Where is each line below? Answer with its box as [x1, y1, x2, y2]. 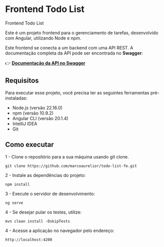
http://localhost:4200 [5, 237, 52, 242]
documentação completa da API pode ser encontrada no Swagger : [5, 50, 143, 56]
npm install [5, 181, 30, 187]
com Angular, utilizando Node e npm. [5, 35, 81, 41]
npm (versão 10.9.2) [12, 110, 54, 116]
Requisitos [5, 76, 39, 85]
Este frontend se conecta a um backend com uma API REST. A [5, 44, 134, 50]
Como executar [5, 140, 54, 149]
